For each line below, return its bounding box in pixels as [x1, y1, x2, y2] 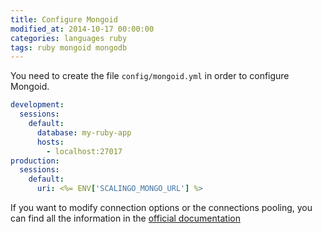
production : [10, 156, 60, 166]
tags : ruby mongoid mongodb [10, 42, 128, 53]
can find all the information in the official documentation [10, 212, 241, 224]
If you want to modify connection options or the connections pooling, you [10, 202, 313, 213]
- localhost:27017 [46, 146, 123, 156]
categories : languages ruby [10, 33, 128, 43]
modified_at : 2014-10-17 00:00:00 [10, 24, 155, 34]
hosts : [36, 137, 65, 147]
